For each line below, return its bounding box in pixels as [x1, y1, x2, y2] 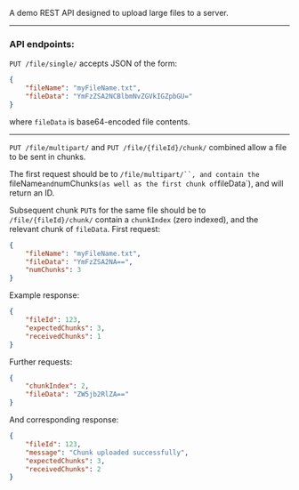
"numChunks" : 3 [25, 266, 82, 275]
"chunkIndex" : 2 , [25, 382, 90, 390]
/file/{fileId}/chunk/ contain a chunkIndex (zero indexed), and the [9, 213, 259, 225]
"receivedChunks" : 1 [25, 332, 101, 341]
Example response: [9, 290, 80, 301]
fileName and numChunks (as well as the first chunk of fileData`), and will [9, 178, 284, 189]
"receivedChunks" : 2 [25, 464, 101, 474]
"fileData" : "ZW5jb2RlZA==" [25, 390, 129, 399]
